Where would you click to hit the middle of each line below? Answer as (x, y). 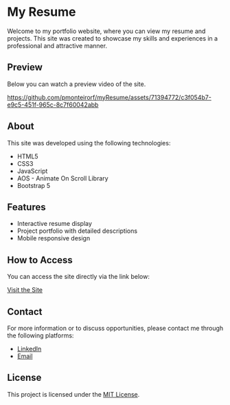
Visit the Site (25, 290)
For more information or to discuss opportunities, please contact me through (115, 328)
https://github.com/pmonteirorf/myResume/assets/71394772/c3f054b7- (109, 97)
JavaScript (32, 171)
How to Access (40, 260)
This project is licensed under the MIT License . (73, 394)
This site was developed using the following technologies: (89, 143)
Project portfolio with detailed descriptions (77, 231)
